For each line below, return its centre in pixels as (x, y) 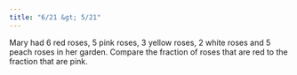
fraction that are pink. (49, 61)
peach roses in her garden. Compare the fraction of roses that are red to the (148, 52)
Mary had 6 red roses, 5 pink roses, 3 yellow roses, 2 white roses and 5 (140, 42)
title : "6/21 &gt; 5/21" (55, 17)
